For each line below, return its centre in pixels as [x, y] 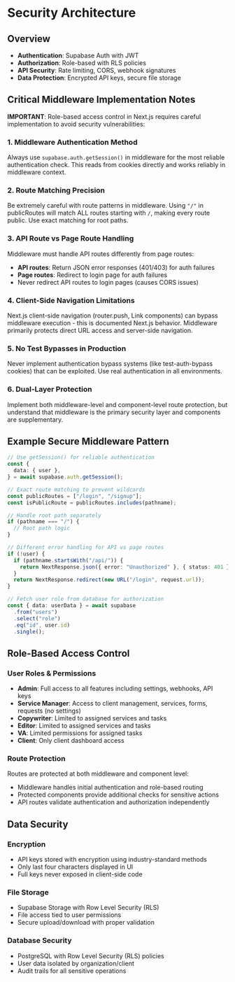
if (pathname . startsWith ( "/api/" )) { [69, 560]
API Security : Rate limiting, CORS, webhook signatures [97, 70]
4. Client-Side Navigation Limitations [71, 300]
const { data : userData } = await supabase [72, 606]
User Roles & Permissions [52, 673]
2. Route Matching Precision [56, 190]
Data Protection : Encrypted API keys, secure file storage [99, 78]
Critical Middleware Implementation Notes [101, 100]
